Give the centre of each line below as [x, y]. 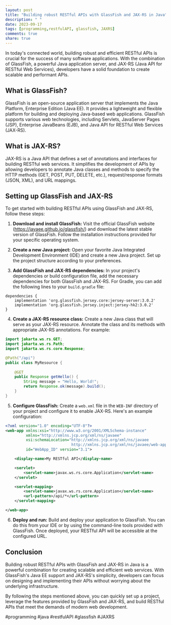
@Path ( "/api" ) [20, 358]
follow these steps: [25, 214]
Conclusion [24, 552]
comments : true [21, 34]
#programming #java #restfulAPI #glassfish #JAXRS [60, 617]
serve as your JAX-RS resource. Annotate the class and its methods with [89, 324]
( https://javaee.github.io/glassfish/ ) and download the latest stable [82, 229]
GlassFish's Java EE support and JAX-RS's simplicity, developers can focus [84, 575]
